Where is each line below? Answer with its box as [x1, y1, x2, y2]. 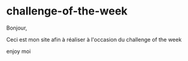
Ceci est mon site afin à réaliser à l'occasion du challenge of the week [6, 36, 182, 43]
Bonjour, [6, 24, 27, 31]
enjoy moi [6, 47, 31, 55]
